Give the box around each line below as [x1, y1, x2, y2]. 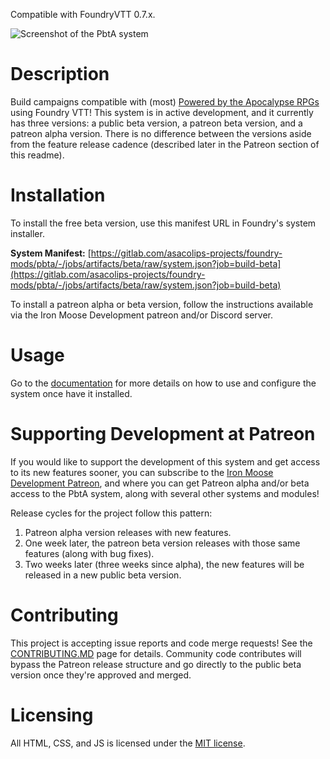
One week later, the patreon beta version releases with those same [24, 537, 301, 549]
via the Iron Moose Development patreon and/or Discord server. [10, 309, 274, 321]
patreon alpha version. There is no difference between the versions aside [10, 127, 312, 139]
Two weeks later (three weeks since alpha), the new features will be [24, 558, 305, 570]
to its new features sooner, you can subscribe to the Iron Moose [10, 466, 274, 478]
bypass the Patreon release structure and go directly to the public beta [10, 658, 302, 670]
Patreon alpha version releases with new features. [24, 526, 232, 538]
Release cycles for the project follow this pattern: [10, 507, 213, 519]
